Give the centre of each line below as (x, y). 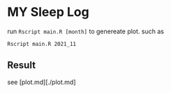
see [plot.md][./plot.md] (42, 82)
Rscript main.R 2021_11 (42, 44)
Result (22, 66)
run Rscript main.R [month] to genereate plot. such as (85, 31)
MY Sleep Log (48, 12)
